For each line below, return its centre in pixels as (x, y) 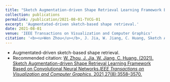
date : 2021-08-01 (24, 29)
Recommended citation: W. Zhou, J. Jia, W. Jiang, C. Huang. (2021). (83, 58)
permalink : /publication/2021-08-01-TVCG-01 (53, 19)
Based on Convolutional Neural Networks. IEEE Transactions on (78, 68)
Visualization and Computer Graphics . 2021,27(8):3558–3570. (77, 74)
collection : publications (32, 15)
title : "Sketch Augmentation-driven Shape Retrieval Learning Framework (83, 10)
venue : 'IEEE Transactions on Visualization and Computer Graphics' (79, 33)
